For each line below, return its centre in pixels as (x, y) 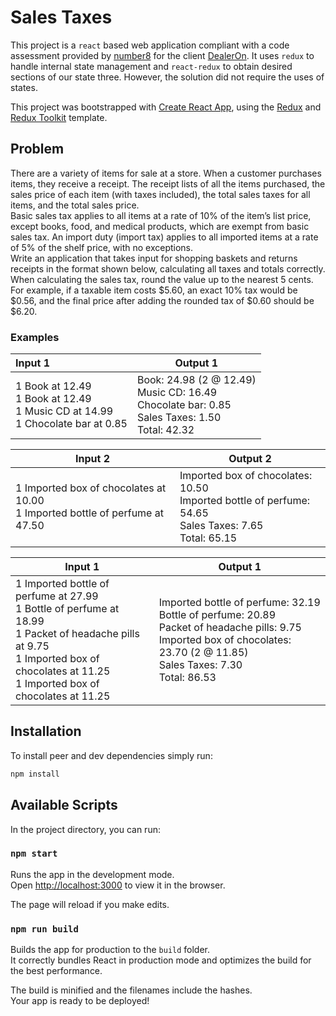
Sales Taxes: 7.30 (200, 665)
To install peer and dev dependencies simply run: (111, 755)
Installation (46, 731)
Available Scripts (64, 805)
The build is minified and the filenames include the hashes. (131, 990)
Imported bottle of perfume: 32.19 (239, 603)
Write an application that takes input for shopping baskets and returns (154, 258)
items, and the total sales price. (75, 205)
